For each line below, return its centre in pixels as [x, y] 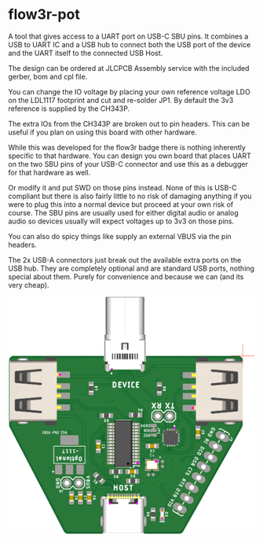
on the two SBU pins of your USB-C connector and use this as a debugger [128, 164]
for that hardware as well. [49, 172]
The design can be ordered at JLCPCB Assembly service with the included [129, 68]
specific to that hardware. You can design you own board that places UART [130, 156]
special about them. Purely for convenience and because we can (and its [126, 276]
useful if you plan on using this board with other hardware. [103, 132]
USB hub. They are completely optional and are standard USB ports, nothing [131, 268]
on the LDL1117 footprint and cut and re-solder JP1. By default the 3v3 [121, 100]
